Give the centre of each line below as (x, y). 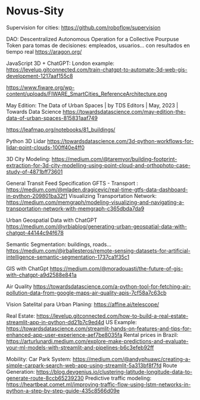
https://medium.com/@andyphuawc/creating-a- (132, 359)
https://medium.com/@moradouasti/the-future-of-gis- (116, 268)
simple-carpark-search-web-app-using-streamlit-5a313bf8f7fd (84, 365)
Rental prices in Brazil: (151, 334)
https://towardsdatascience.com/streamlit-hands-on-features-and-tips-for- (99, 328)
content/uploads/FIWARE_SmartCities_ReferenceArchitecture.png (87, 94)
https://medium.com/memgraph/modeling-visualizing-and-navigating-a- (95, 202)
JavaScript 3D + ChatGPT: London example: (60, 63)
